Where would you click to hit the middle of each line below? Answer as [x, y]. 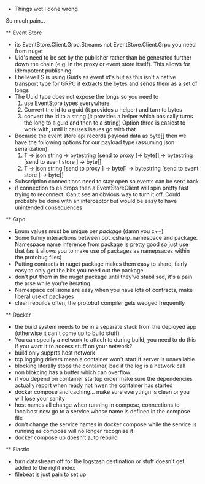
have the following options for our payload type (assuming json [95, 142]
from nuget [29, 51]
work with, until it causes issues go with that [80, 129]
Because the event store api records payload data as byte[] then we [100, 136]
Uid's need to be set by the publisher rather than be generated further [103, 57]
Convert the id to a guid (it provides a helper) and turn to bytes [103, 109]
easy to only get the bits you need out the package [79, 270]
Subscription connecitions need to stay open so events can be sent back [107, 181]
